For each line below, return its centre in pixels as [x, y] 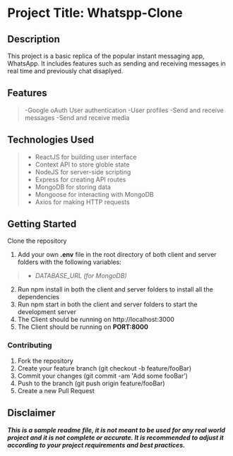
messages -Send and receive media [77, 117]
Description [34, 39]
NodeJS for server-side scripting [83, 172]
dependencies [38, 297]
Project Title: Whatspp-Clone [95, 13]
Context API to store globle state [82, 164]
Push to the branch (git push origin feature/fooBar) [91, 383]
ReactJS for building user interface [86, 157]
